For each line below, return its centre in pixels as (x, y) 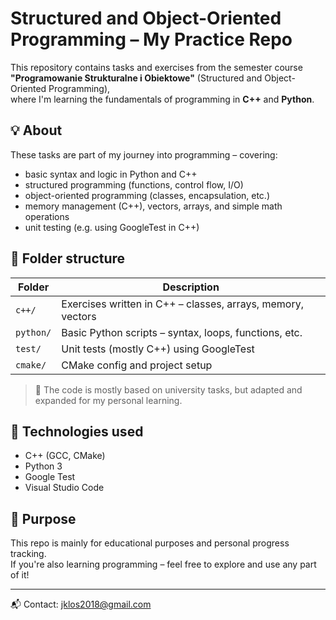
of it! (20, 575)
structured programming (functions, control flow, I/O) (134, 184)
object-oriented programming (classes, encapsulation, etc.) (147, 195)
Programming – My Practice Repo (151, 39)
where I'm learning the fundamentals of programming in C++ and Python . (162, 99)
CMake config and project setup (137, 365)
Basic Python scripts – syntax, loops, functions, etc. (182, 332)
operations (47, 216)
